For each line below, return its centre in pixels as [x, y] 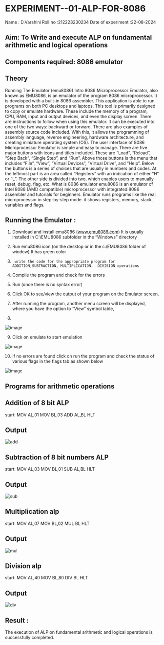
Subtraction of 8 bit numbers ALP [57, 457]
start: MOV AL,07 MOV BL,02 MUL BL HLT [47, 523]
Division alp [23, 566]
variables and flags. [25, 205]
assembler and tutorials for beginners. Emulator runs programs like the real [81, 194]
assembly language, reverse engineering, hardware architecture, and [74, 137]
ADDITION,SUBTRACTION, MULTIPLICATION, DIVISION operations [76, 266]
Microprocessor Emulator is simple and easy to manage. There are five [76, 147]
